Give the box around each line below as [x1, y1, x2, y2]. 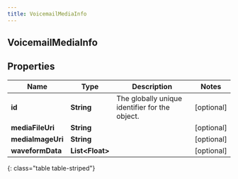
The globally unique [116, 93, 183, 103]
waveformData [11, 146, 62, 156]
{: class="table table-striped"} [7, 163, 96, 172]
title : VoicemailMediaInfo [7, 10, 87, 18]
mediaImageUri [11, 134, 64, 144]
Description [132, 81, 172, 91]
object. [116, 111, 140, 121]
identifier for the [116, 102, 170, 112]
